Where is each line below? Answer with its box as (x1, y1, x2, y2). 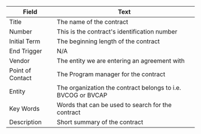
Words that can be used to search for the (56, 101, 172, 109)
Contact (9, 74, 32, 82)
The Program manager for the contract (56, 70, 166, 78)
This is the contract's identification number (56, 28, 178, 35)
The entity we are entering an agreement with (56, 57, 185, 65)
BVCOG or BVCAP (56, 91, 108, 99)
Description (9, 118, 42, 126)
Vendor (9, 57, 30, 65)
